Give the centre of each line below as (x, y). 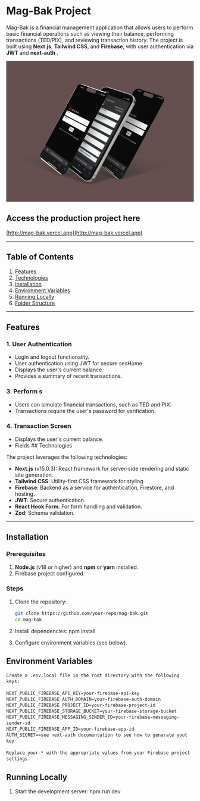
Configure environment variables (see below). (71, 642)
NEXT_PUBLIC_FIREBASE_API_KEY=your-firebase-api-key (73, 694)
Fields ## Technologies (43, 445)
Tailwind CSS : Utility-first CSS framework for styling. (80, 481)
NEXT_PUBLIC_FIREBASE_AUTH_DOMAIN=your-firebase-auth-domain (84, 700)
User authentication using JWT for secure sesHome (79, 364)
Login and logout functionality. (52, 357)
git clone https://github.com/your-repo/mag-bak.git (82, 613)
